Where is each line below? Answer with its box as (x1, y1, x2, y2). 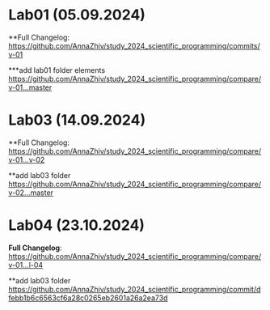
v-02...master (8, 188, 54, 197)
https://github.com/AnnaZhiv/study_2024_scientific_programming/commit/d (8, 284, 261, 294)
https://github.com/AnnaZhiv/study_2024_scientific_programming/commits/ (8, 40, 260, 50)
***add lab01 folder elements (8, 65, 106, 74)
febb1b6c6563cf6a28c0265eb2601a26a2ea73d (8, 293, 168, 303)
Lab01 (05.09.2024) (8, 6, 146, 24)
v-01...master (8, 83, 53, 92)
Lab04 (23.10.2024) (8, 216, 146, 235)
